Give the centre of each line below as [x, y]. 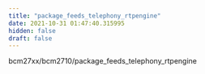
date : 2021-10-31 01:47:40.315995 [67, 23]
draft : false [30, 38]
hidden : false [32, 31]
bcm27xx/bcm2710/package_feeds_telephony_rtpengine [102, 61]
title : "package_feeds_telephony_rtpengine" [85, 16]
